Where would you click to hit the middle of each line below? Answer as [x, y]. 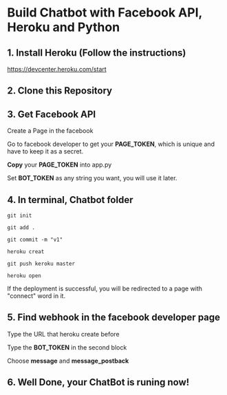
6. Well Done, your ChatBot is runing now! [98, 382]
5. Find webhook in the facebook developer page [114, 318]
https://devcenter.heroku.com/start [57, 69]
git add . [21, 228]
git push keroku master [41, 264]
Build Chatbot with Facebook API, [105, 13]
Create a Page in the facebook [50, 131]
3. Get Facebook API [52, 114]
